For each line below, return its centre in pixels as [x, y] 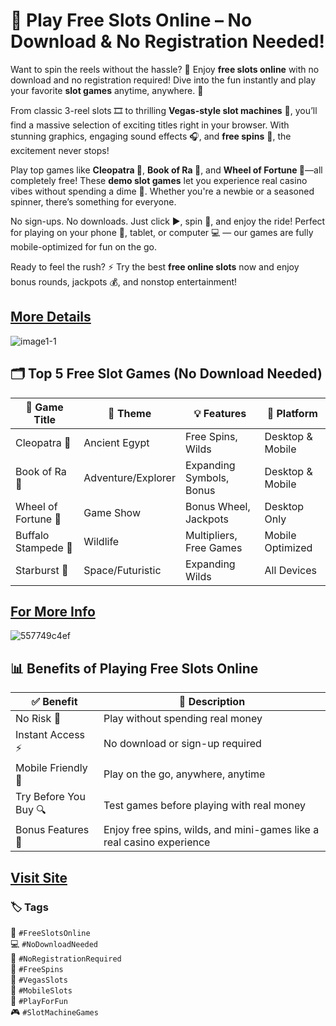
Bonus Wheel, [217, 506]
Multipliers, [211, 535]
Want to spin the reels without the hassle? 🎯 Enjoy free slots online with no [165, 69]
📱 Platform [292, 413]
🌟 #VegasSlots [39, 979]
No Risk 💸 [38, 719]
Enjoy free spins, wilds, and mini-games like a [211, 830]
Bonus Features [52, 830]
